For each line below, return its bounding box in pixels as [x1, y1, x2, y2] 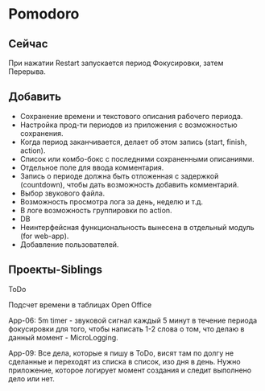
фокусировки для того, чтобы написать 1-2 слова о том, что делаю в [8, 323, 245, 334]
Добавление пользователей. [19, 239, 119, 249]
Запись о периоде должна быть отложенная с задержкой [19, 171, 219, 181]
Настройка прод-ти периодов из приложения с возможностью [19, 120, 238, 130]
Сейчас [8, 37, 48, 51]
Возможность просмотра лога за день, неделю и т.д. [19, 196, 204, 206]
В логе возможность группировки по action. [19, 205, 172, 215]
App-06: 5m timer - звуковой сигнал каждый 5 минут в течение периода [8, 315, 258, 325]
